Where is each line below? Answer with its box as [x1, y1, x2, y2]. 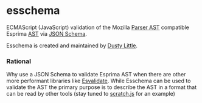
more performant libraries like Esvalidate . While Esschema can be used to [6, 77, 191, 85]
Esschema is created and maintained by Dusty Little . [6, 42, 138, 49]
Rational [6, 57, 32, 65]
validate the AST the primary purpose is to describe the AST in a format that [6, 84, 197, 91]
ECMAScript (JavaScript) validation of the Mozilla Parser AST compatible [6, 24, 190, 31]
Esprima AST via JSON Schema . [6, 30, 87, 37]
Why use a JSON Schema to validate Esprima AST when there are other [6, 71, 186, 78]
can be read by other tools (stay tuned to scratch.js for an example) [6, 90, 175, 98]
